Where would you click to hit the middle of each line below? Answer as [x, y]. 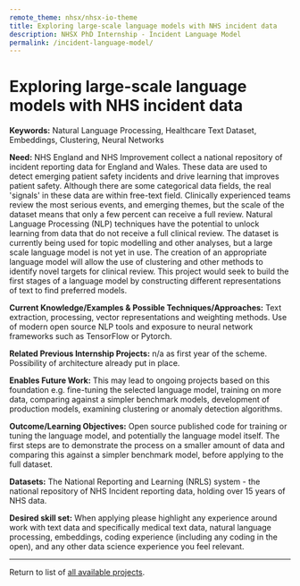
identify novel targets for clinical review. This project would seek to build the [149, 272]
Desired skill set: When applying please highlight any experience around [143, 518]
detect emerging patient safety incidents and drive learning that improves [144, 176]
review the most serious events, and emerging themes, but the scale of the [147, 205]
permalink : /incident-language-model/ [81, 42]
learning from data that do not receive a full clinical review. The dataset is [144, 234]
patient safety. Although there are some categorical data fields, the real [140, 186]
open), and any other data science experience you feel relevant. [127, 547]
